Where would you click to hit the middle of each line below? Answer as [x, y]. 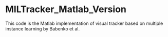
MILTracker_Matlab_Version [66, 9]
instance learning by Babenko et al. [43, 28]
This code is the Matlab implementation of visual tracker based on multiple [84, 23]
